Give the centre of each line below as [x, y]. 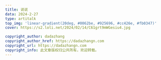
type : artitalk [21, 19]
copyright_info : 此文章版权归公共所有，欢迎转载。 [52, 50]
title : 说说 [16, 10]
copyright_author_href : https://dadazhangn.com [55, 41]
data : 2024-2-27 [22, 14]
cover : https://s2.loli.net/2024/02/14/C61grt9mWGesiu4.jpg [68, 28]
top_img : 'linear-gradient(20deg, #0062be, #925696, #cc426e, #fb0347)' [81, 23]
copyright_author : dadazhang [35, 37]
